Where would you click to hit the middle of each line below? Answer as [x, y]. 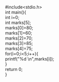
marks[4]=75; [19, 49]
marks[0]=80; [19, 28]
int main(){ [16, 12]
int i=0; [12, 17]
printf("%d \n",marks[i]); [30, 59]
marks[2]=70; [19, 38]
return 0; [14, 69]
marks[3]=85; [19, 43]
